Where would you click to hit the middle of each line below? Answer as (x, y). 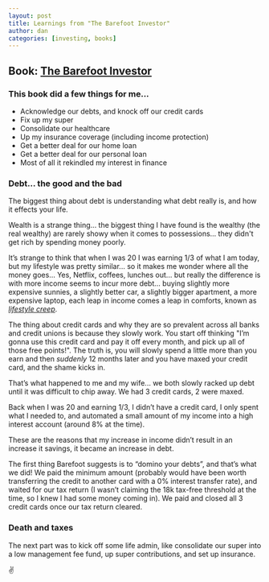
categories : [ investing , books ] (62, 38)
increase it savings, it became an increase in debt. (91, 448)
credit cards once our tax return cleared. (75, 507)
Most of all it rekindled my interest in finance (93, 163)
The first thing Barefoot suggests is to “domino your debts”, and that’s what (132, 464)
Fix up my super (47, 120)
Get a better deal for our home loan (78, 145)
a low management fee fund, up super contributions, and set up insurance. (132, 554)
